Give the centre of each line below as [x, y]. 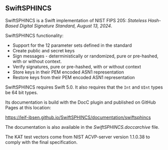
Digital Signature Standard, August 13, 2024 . [66, 26]
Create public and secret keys [44, 50]
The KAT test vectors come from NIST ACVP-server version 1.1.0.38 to [78, 137]
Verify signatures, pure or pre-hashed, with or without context [77, 66]
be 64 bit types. [22, 92]
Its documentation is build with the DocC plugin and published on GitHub [80, 102]
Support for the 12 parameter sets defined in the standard [72, 45]
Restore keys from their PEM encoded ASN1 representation [73, 77]
